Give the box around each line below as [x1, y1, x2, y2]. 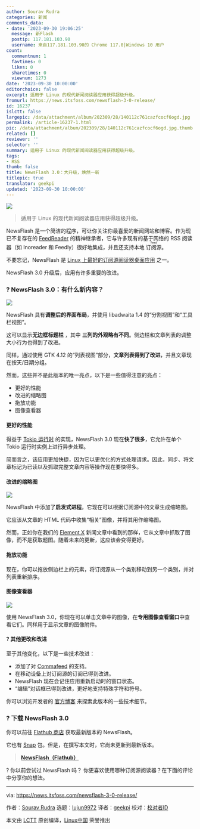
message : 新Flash [11, 31, 54, 37]
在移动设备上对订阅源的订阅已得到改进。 [14, 670, 114, 677]
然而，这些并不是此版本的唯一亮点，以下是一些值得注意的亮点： [6, 371, 162, 379]
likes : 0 [11, 64, 33, 70]
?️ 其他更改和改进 [6, 636, 48, 643]
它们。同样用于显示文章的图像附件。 [11, 621, 100, 628]
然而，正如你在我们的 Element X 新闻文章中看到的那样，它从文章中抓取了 [6, 529, 186, 536]
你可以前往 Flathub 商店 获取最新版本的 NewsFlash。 [6, 729, 136, 736]
